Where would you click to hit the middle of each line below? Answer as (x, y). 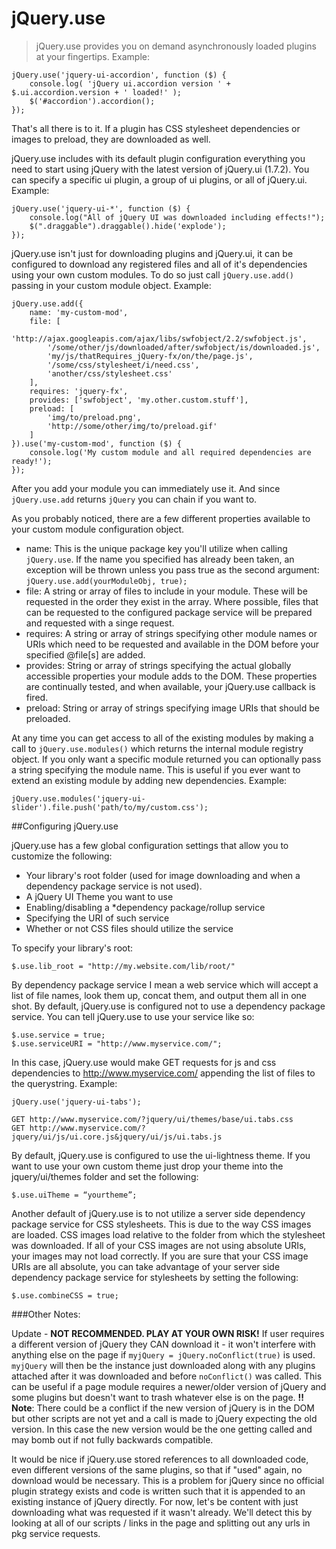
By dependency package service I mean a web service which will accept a (165, 984)
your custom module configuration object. (98, 529)
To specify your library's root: (72, 948)
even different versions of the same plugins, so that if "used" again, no (157, 1469)
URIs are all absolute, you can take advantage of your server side (146, 1266)
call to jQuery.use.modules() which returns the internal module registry (157, 748)
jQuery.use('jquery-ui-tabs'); (76, 1102)
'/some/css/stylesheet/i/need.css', (123, 365)
